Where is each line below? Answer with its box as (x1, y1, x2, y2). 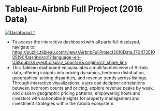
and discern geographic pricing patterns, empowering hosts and (12, 90, 141, 96)
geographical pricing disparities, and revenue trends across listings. (12, 75, 147, 81)
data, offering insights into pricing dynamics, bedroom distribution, (12, 69, 145, 75)
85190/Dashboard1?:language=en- (12, 54, 81, 60)
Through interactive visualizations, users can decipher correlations (12, 80, 145, 85)
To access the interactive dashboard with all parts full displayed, (12, 39, 141, 44)
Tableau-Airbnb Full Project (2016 (5, 3, 143, 14)
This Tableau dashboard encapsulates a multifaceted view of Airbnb (12, 64, 148, 70)
